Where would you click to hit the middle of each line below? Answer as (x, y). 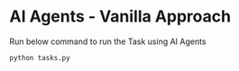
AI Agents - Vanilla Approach (120, 17)
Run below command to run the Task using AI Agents (108, 41)
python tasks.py (40, 58)
